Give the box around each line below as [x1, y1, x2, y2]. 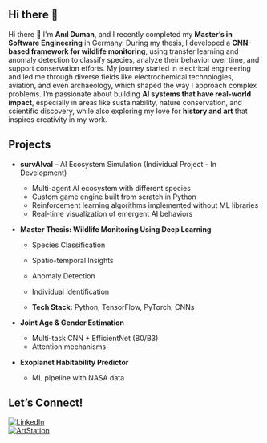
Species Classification [31, 240, 106, 250]
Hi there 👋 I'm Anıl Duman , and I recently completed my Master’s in [8, 29, 233, 39]
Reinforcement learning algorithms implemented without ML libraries [31, 200, 259, 209]
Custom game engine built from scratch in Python [31, 192, 196, 201]
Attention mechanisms [31, 342, 107, 352]
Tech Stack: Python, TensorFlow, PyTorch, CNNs [31, 302, 195, 311]
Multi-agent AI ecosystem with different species [31, 183, 191, 193]
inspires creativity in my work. [8, 114, 107, 124]
